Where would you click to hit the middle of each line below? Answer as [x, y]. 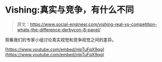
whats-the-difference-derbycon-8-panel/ [59, 30]
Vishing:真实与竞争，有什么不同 [70, 10]
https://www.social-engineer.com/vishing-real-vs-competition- [93, 24]
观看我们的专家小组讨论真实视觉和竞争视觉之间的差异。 [61, 40]
